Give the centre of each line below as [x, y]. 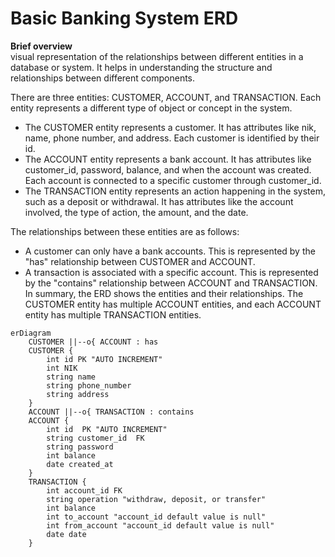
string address [78, 394]
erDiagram [31, 333]
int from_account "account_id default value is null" [160, 525]
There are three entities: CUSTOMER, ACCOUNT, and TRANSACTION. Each [166, 97]
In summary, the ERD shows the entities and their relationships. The [164, 293]
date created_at [80, 464]
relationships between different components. [103, 78]
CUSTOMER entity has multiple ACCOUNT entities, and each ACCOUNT [173, 304]
